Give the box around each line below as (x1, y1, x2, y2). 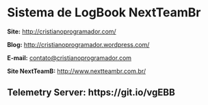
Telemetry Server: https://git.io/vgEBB (7, 87, 176, 98)
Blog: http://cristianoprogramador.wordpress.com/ (7, 40, 150, 48)
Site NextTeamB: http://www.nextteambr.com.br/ (7, 67, 146, 75)
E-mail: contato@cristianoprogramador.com (7, 53, 132, 62)
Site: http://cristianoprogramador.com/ (7, 27, 116, 35)
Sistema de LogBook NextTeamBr (7, 5, 201, 20)
